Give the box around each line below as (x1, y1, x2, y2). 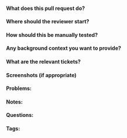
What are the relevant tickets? (6, 58, 81, 65)
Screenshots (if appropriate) (6, 71, 77, 78)
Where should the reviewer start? (6, 18, 90, 25)
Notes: (6, 98, 23, 105)
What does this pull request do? (6, 5, 85, 12)
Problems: (6, 85, 32, 92)
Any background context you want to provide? (6, 44, 122, 52)
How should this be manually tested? (6, 31, 98, 38)
